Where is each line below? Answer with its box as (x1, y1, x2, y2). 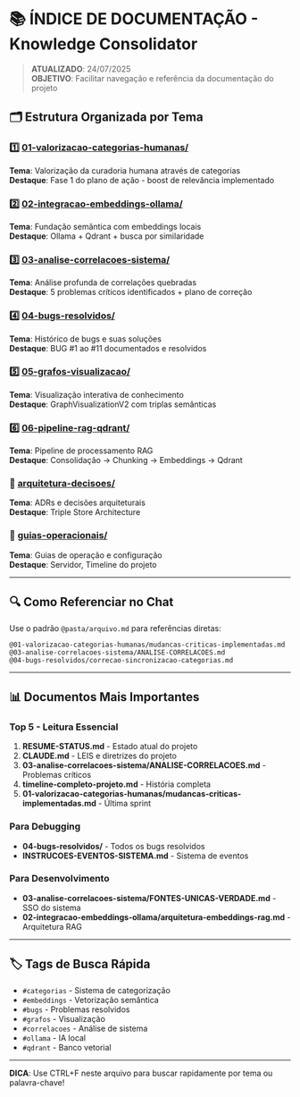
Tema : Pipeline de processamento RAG (9, 445, 154, 456)
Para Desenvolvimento (9, 873, 110, 885)
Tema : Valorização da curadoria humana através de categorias (9, 165, 241, 176)
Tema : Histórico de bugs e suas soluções (9, 333, 162, 344)
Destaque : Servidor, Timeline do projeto (9, 559, 158, 570)
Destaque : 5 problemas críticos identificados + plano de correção (9, 287, 253, 298)
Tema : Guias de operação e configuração (9, 549, 162, 561)
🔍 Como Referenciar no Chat (9, 595, 174, 610)
